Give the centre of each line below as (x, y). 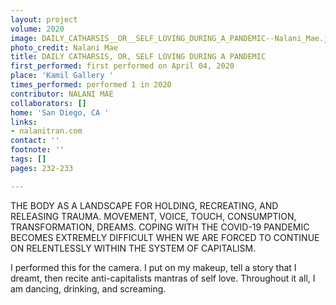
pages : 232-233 (42, 168)
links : (24, 122)
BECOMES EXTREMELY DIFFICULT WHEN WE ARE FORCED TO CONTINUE (165, 237)
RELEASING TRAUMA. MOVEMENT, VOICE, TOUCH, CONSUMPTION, (153, 216)
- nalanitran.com (46, 131)
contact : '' (35, 141)
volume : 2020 (37, 29)
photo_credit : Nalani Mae (64, 47)
